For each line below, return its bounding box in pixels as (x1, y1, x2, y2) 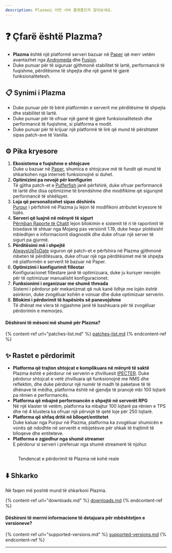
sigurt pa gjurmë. (12, 237, 50, 243)
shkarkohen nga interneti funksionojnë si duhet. (12, 171, 114, 178)
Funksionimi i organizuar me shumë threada (12, 280, 109, 287)
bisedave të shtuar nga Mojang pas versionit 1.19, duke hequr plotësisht (12, 226, 163, 232)
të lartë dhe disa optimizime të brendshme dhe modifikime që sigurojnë (12, 188, 163, 194)
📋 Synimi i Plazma (5, 88, 66, 97)
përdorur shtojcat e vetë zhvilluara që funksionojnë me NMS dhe (12, 376, 149, 382)
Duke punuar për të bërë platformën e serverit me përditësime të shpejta (12, 105, 166, 111)
